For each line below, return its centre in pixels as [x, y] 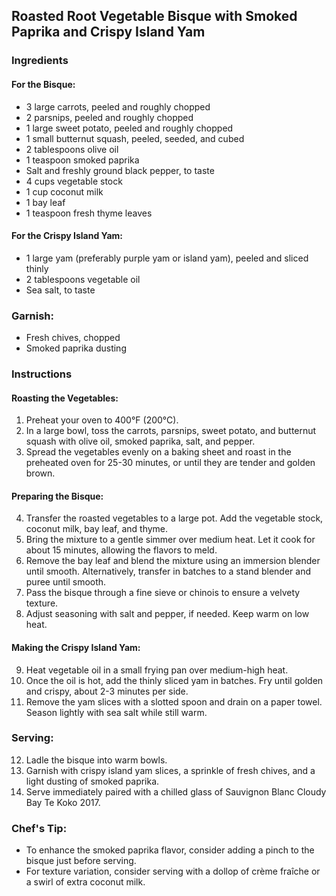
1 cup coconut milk [64, 191]
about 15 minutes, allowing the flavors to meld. [121, 550]
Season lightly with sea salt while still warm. [116, 712]
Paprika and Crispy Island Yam [108, 32]
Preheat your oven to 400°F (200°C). [102, 420]
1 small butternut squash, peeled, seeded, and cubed [135, 138]
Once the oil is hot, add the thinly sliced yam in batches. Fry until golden [174, 680]
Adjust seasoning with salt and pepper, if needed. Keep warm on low [167, 614]
